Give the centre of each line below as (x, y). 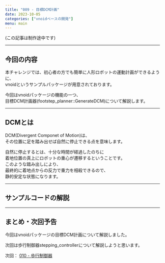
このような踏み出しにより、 (33, 164)
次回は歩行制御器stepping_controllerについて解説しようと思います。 (74, 245)
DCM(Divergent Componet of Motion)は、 (47, 135)
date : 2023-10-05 (23, 14)
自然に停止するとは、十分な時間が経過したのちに (55, 152)
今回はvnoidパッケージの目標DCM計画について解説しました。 (67, 235)
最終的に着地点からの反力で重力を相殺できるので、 (57, 170)
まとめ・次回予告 (31, 222)
